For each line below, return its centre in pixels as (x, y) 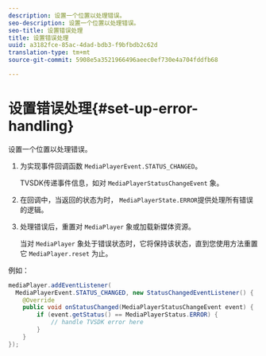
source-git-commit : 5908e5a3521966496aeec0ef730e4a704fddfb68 (113, 60)
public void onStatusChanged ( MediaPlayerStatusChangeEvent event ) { (138, 308)
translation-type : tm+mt (49, 52)
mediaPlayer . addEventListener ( (60, 285)
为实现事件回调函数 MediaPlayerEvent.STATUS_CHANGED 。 (111, 166)
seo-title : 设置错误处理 (46, 30)
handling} (41, 126)
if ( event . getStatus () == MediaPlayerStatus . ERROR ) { (127, 315)
